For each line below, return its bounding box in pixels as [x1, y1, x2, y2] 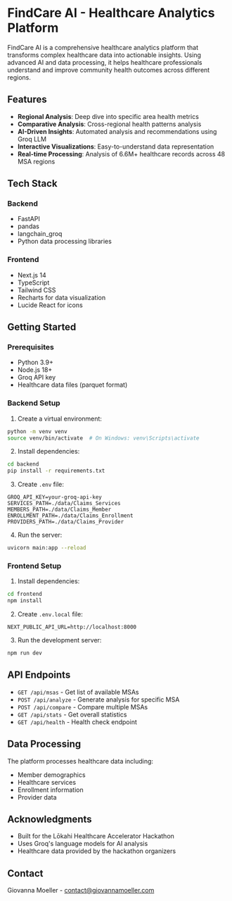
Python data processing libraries [17, 237, 112, 246]
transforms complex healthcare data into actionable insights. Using [7, 51, 202, 59]
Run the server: [17, 530, 63, 540]
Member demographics [17, 770, 86, 779]
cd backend [7, 461, 39, 468]
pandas [17, 222, 40, 230]
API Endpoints [7, 669, 71, 681]
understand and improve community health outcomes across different [7, 66, 210, 74]
